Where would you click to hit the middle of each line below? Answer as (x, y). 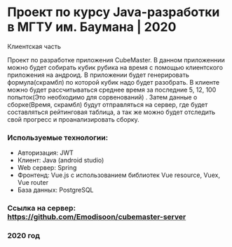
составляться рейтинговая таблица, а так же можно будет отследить (111, 112)
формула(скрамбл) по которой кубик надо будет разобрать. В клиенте (113, 82)
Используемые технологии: (58, 137)
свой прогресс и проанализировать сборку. (74, 119)
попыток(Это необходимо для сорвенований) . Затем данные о (102, 97)
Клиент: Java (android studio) (61, 160)
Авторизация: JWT (45, 153)
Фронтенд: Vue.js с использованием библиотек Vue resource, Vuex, (119, 175)
